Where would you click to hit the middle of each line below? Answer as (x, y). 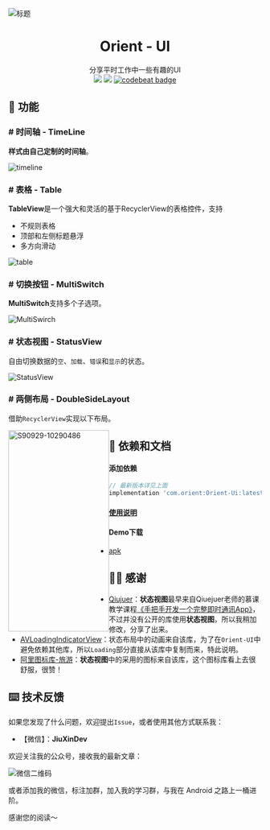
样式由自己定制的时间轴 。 (51, 151)
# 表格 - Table (35, 189)
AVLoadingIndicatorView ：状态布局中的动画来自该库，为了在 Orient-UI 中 (140, 639)
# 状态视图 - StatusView (55, 342)
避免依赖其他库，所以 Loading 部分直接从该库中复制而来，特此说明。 (131, 649)
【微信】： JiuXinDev (53, 739)
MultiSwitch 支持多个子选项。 (57, 304)
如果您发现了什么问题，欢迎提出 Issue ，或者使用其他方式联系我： (116, 721)
